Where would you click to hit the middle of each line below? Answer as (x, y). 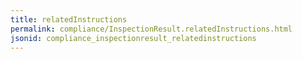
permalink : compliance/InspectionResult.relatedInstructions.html (151, 29)
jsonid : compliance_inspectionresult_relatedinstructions (133, 38)
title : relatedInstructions (69, 19)
